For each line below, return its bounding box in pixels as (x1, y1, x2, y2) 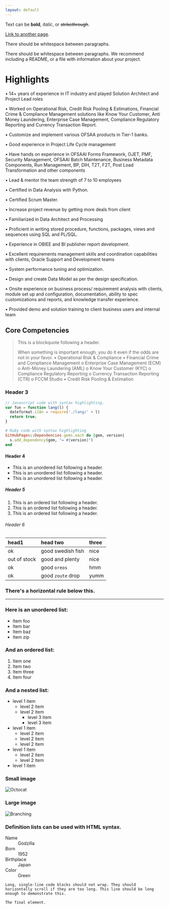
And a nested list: (5, 687, 49, 694)
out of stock (8, 555, 36, 562)
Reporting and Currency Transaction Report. (5, 122, 97, 128)
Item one (12, 658, 31, 664)
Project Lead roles (5, 95, 43, 102)
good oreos (41, 564, 68, 571)
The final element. (5, 900, 46, 905)
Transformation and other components (5, 167, 86, 173)
